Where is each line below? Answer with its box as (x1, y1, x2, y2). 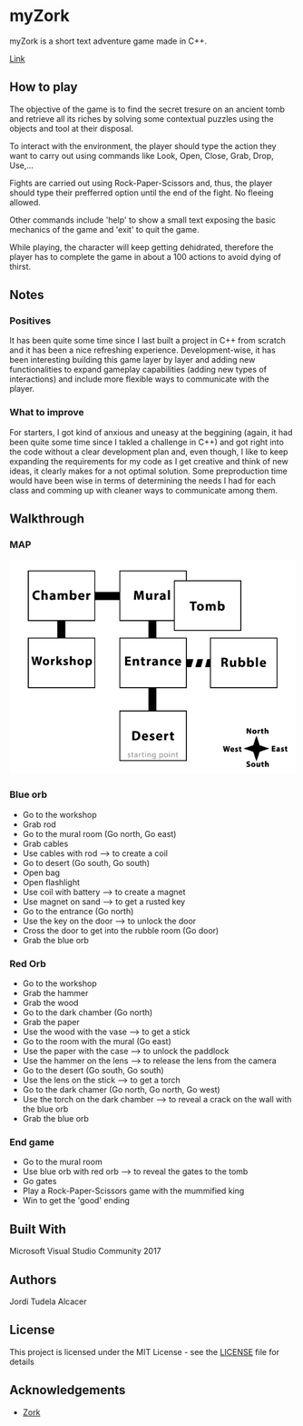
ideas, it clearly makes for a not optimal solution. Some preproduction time (9, 465, 288, 476)
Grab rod (22, 819, 56, 830)
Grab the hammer (22, 988, 89, 999)
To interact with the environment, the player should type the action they (9, 140, 277, 151)
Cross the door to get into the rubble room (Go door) (22, 924, 220, 936)
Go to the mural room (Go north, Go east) (22, 828, 177, 839)
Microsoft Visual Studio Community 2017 (9, 1246, 161, 1257)
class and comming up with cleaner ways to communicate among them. (9, 484, 279, 495)
